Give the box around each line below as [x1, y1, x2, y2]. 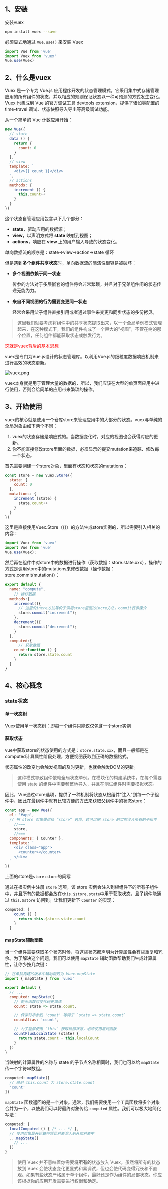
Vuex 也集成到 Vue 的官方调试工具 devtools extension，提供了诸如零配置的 [5, 100, 160, 106]
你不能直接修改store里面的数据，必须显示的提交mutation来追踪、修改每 [12, 446, 159, 452]
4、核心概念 [5, 681, 43, 690]
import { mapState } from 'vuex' [5, 976, 75, 981]
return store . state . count [18, 652, 72, 657]
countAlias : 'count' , [14, 1017, 59, 1023]
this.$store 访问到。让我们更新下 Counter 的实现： [10, 897, 116, 903]
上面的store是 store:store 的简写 [5, 873, 71, 879]
